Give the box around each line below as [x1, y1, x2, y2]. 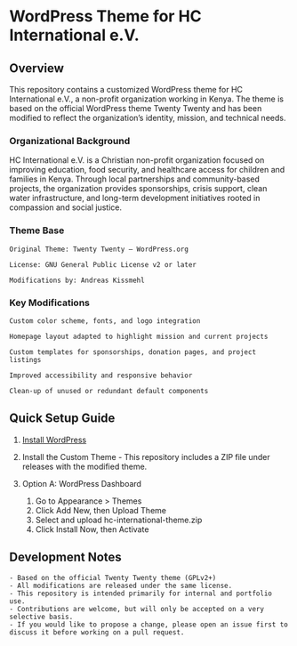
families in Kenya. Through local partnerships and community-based [9, 174, 261, 184]
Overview [9, 61, 65, 76]
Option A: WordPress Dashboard [21, 478, 142, 489]
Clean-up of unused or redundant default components [9, 386, 209, 395]
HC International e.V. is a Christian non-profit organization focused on [9, 155, 265, 166]
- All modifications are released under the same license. [9, 581, 233, 590]
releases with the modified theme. [21, 461, 148, 472]
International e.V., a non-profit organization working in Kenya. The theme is [9, 93, 285, 104]
